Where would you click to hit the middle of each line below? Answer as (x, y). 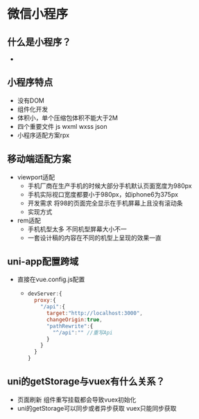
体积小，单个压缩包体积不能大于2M (67, 118)
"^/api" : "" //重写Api (83, 332)
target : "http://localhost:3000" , (95, 313)
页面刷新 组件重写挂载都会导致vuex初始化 (77, 400)
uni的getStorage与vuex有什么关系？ (86, 382)
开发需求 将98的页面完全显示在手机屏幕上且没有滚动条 (105, 203)
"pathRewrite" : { (70, 326)
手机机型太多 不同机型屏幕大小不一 (77, 229)
